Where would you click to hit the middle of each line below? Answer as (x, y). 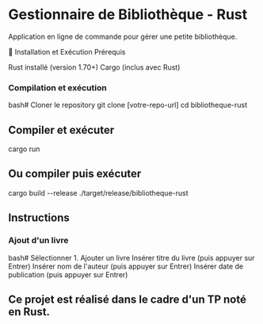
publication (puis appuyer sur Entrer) (68, 274)
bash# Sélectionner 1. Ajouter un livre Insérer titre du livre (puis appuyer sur (131, 257)
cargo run (24, 149)
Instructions (39, 218)
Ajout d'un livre (38, 241)
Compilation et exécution (57, 87)
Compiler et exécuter (61, 130)
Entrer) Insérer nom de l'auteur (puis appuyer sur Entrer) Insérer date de (126, 266)
